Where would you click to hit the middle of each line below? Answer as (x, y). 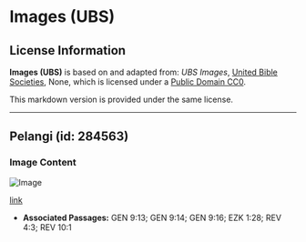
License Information (67, 50)
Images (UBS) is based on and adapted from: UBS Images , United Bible (143, 72)
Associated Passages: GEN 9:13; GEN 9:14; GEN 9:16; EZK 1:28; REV (152, 217)
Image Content (43, 163)
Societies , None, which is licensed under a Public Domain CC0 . (128, 82)
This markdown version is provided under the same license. (122, 99)
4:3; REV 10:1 (47, 227)
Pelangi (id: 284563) (69, 137)
